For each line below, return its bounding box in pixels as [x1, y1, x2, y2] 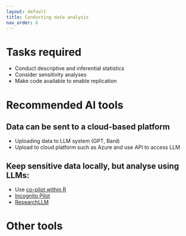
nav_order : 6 [6, 20, 39, 25]
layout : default [6, 8, 46, 15]
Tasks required [6, 45, 82, 59]
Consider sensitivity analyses [14, 71, 87, 78]
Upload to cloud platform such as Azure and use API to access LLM [14, 143, 180, 151]
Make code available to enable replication [14, 78, 117, 85]
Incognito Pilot [14, 192, 51, 199]
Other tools [6, 219, 63, 233]
